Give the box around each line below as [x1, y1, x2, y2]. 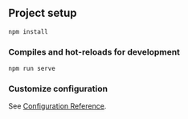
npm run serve [8, 64, 56, 73]
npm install [8, 27, 48, 35]
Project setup [8, 6, 78, 20]
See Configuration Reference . [8, 101, 107, 111]
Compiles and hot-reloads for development [8, 46, 181, 57]
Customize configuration [8, 84, 108, 95]
